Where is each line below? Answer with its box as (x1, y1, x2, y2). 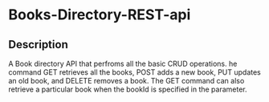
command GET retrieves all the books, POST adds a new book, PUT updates (8, 67, 261, 77)
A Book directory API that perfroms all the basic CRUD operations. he (8, 59, 238, 68)
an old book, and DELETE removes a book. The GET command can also (8, 76, 245, 85)
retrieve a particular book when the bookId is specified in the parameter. (8, 84, 247, 94)
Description (8, 38, 68, 51)
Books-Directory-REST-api (8, 6, 191, 24)
